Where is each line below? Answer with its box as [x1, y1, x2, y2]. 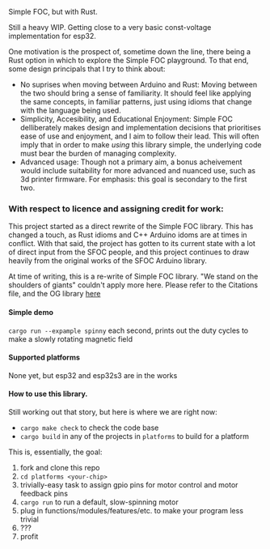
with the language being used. [19, 105, 121, 115]
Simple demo [8, 307, 54, 317]
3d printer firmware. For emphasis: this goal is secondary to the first [19, 174, 247, 184]
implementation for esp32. [8, 32, 97, 40]
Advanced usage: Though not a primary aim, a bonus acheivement [19, 157, 243, 167]
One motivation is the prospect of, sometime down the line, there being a [8, 47, 251, 56]
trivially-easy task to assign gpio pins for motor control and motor [19, 479, 238, 489]
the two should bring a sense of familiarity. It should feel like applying [19, 88, 252, 98]
